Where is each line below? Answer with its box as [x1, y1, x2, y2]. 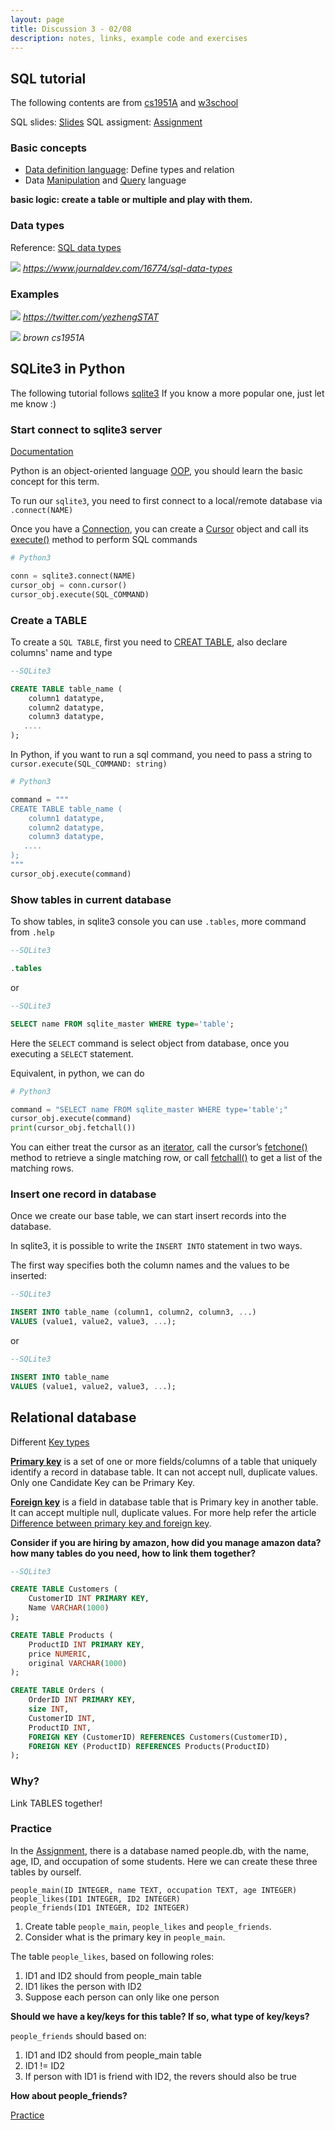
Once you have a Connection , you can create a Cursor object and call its [10, 523, 310, 535]
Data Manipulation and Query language [24, 174, 187, 186]
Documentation [10, 446, 74, 458]
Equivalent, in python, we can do [10, 1067, 145, 1079]
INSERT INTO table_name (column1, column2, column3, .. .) [10, 1307, 257, 1318]
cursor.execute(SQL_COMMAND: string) [10, 759, 168, 770]
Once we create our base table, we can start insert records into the [10, 1210, 287, 1222]
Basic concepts [10, 141, 87, 155]
